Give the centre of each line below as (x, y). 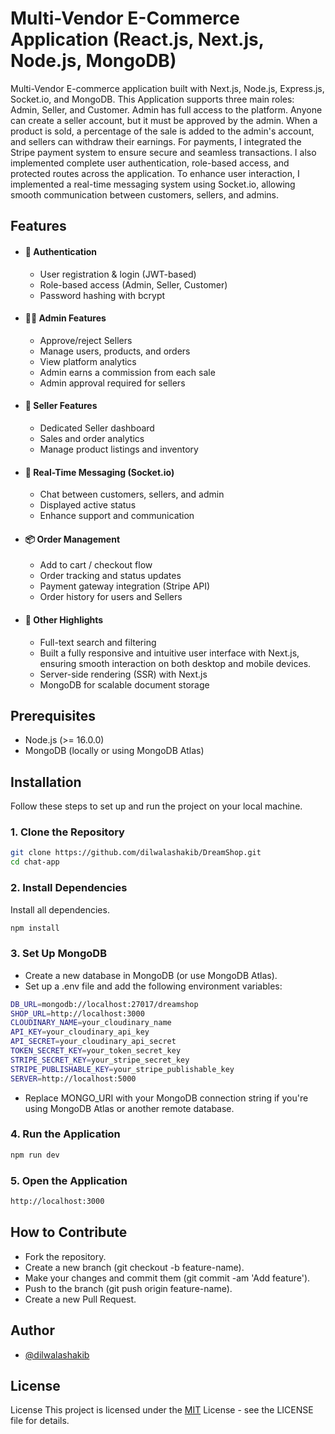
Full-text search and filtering (98, 642)
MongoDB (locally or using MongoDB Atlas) (114, 751)
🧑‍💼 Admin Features (65, 318)
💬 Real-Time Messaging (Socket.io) (99, 472)
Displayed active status (88, 505)
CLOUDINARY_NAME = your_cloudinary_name (91, 1023)
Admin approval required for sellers (112, 383)
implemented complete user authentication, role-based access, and (150, 163)
